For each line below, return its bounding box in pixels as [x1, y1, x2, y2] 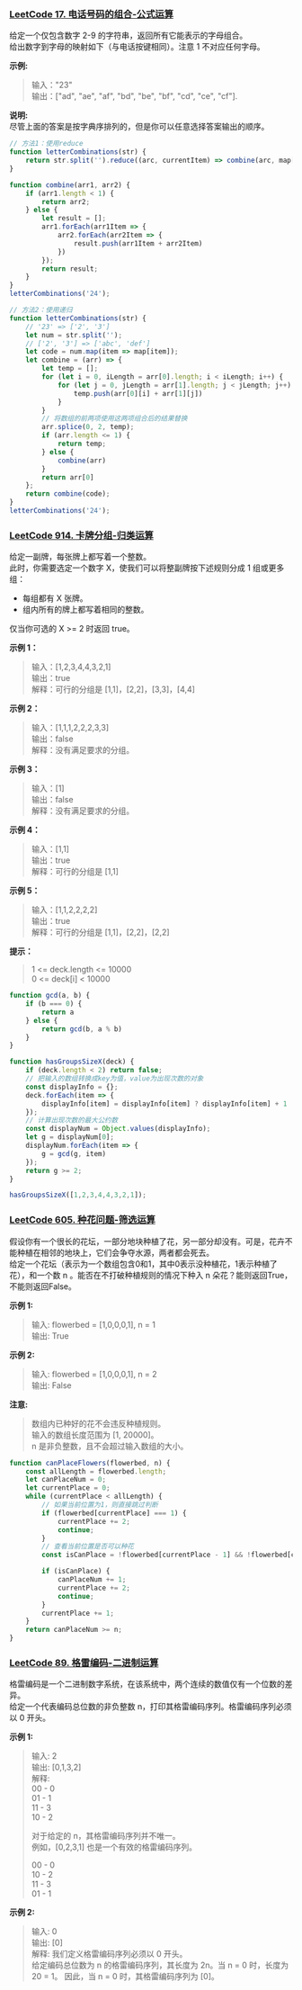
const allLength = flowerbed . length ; [25, 1466, 167, 1476]
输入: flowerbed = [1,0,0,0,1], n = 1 [31, 1319, 155, 1330]
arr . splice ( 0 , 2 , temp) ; [41, 423, 135, 432]
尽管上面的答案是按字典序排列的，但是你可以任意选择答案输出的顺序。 [9, 121, 270, 132]
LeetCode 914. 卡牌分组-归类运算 [9, 529, 155, 542]
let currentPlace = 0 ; [25, 1484, 111, 1492]
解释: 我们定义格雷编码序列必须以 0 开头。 [31, 1949, 188, 1959]
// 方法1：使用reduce [9, 139, 84, 148]
